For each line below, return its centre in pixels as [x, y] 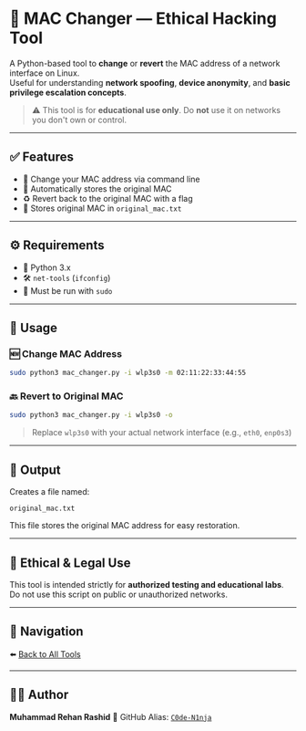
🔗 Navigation [46, 632]
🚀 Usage [33, 328]
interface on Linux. [45, 73]
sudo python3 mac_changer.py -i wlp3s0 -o [91, 415]
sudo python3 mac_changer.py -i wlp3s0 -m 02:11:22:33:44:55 [128, 373]
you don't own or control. [79, 120]
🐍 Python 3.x [46, 267]
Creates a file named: [50, 492]
